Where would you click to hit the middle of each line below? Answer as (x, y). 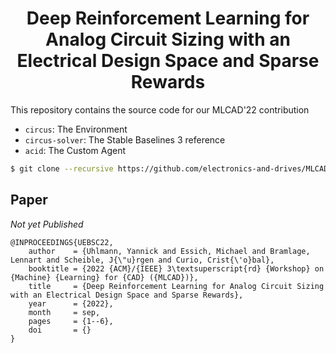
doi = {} (60, 330)
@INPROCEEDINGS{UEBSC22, (62, 242)
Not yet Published (47, 224)
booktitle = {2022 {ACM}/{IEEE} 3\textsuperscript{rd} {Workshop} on (176, 268)
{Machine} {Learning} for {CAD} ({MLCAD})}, (104, 277)
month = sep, (64, 312)
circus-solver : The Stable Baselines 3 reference (125, 139)
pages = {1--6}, (71, 321)
